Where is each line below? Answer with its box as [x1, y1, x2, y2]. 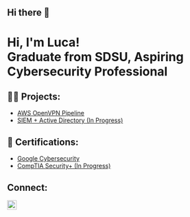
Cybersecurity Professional [7, 63, 168, 79]
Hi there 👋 [7, 7, 50, 19]
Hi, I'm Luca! [7, 34, 80, 50]
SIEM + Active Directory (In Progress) [16, 116, 123, 124]
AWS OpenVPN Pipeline [16, 109, 84, 117]
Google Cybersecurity [16, 155, 80, 163]
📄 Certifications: [7, 136, 79, 148]
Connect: [7, 181, 48, 193]
